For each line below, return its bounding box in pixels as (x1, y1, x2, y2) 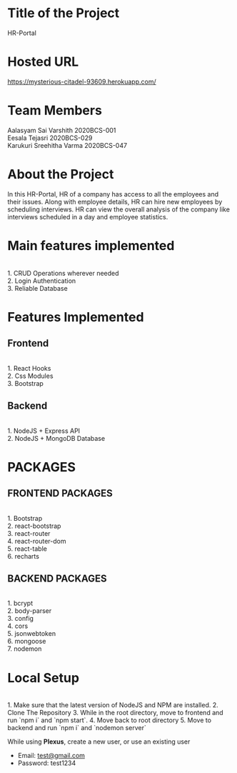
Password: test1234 (17, 759, 76, 767)
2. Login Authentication (7, 276, 76, 285)
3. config (7, 614, 34, 623)
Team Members (7, 102, 102, 119)
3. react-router (7, 529, 51, 537)
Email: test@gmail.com (17, 752, 86, 760)
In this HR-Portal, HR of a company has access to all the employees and (7, 189, 219, 198)
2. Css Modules (7, 371, 54, 380)
